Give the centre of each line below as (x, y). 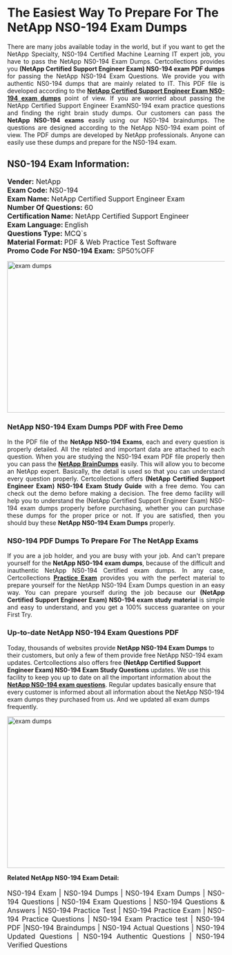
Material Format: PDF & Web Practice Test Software (92, 242)
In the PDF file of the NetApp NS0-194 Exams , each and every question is (116, 442)
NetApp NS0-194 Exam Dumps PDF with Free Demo (95, 427)
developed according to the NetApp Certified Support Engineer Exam (108, 91)
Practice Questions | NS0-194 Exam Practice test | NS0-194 (123, 919)
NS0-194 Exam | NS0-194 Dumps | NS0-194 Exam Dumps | (106, 893)
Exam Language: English (48, 224)
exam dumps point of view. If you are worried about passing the (123, 98)
